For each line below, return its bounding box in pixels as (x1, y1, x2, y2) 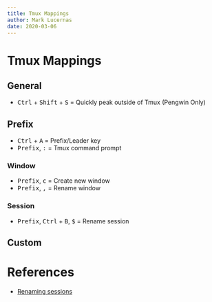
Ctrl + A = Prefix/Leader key (17, 137, 101, 145)
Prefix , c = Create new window (17, 177, 110, 185)
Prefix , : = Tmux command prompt (17, 144, 122, 152)
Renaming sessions (17, 288, 73, 296)
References (7, 265, 74, 280)
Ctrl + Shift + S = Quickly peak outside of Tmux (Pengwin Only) (17, 98, 206, 107)
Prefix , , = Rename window (17, 184, 101, 192)
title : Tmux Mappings (7, 10, 70, 17)
